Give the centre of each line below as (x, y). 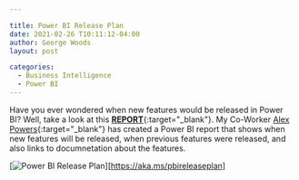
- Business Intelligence (65, 76)
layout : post (34, 51)
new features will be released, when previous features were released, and (148, 138)
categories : (32, 67)
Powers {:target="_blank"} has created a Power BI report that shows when (147, 128)
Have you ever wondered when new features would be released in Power (146, 109)
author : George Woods (50, 43)
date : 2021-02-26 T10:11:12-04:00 (75, 34)
